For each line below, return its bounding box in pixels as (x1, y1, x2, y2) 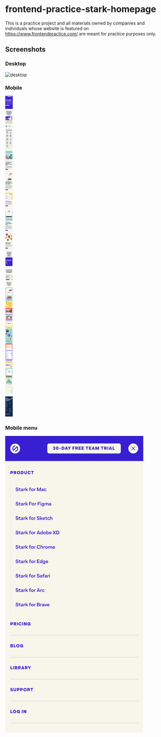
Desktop (5, 60, 26, 67)
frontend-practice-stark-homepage (5, 4, 157, 15)
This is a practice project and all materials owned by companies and (5, 20, 145, 26)
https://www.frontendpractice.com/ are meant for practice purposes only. (5, 31, 157, 37)
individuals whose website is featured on (5, 25, 89, 31)
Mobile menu (5, 424, 38, 431)
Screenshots (5, 45, 46, 54)
